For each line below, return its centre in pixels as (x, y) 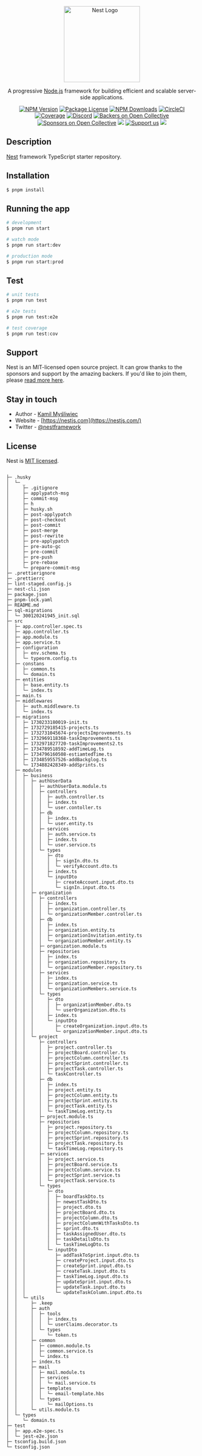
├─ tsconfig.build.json (36, 1442)
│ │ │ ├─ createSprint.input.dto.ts (69, 1266)
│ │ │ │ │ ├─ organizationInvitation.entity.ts (74, 936)
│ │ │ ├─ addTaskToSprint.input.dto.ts (73, 1255)
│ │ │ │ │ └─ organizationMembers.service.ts (72, 989)
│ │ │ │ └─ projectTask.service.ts (61, 1181)
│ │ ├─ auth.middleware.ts (43, 706)
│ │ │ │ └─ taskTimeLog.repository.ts (65, 1149)
